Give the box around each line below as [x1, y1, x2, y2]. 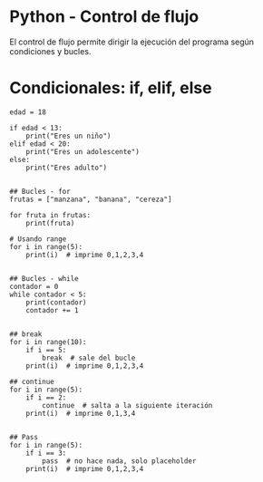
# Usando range [9, 234, 67, 244]
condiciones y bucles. [9, 45, 92, 56]
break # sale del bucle [42, 353, 136, 362]
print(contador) [25, 297, 88, 307]
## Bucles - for [9, 187, 71, 196]
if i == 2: [25, 392, 67, 402]
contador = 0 [9, 282, 59, 291]
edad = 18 [9, 107, 47, 117]
